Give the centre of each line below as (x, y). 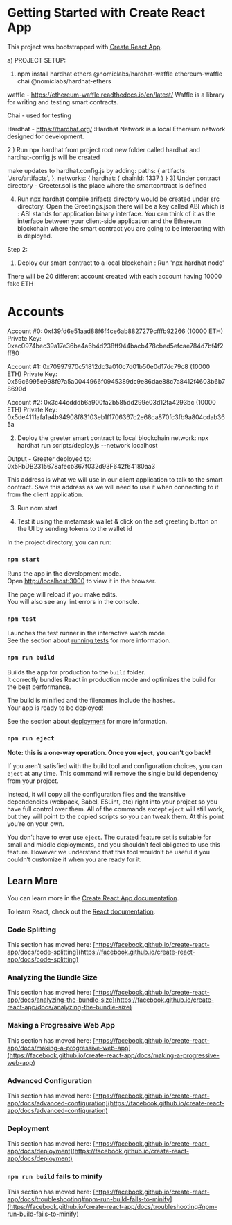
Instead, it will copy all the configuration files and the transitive (96, 795)
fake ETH (20, 284)
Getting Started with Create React (106, 13)
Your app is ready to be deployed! (55, 708)
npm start (24, 559)
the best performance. (39, 687)
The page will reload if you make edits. (62, 594)
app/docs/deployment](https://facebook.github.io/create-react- (98, 1151)
